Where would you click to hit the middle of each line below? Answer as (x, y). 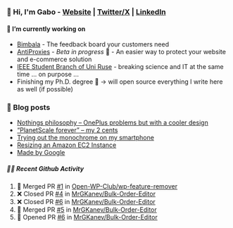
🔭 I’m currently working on (46, 29)
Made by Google (41, 153)
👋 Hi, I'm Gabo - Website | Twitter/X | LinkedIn (86, 12)
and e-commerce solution (54, 59)
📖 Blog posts (29, 108)
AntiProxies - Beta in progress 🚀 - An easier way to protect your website (121, 52)
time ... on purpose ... (48, 75)
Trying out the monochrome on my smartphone (85, 138)
